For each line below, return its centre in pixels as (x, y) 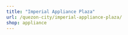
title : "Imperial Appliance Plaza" (51, 12)
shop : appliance (26, 23)
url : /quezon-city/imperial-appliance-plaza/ (64, 17)
